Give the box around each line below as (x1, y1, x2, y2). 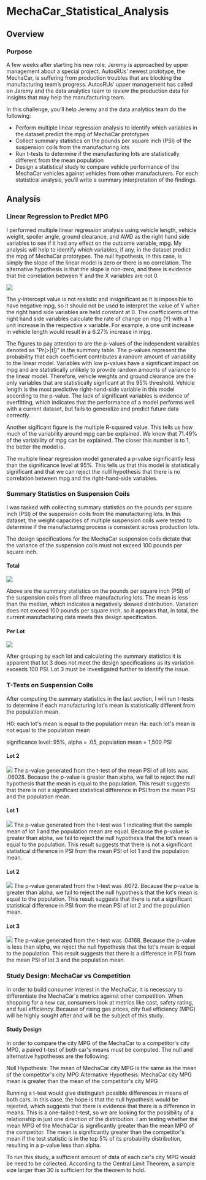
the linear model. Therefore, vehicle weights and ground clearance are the (6, 372, 194, 380)
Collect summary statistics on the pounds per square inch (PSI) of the (15, 137, 192, 144)
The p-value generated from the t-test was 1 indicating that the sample (13, 821, 193, 828)
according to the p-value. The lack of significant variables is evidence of (6, 391, 189, 399)
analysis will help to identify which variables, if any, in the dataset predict (6, 245, 191, 253)
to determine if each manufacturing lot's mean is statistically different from (6, 701, 195, 709)
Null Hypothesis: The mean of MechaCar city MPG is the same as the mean (6, 1064, 197, 1071)
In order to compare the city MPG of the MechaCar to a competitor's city (6, 1039, 190, 1047)
